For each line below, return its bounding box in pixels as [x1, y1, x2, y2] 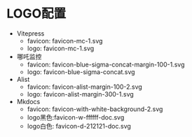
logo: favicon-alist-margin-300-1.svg [27, 89, 134, 98]
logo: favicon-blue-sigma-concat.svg [27, 67, 135, 76]
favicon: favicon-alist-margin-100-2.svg [27, 82, 143, 91]
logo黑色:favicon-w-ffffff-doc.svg [27, 113, 125, 122]
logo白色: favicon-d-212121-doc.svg [27, 122, 131, 130]
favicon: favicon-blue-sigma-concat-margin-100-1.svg [27, 60, 185, 68]
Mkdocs [16, 97, 41, 106]
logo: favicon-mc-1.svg [27, 44, 95, 52]
